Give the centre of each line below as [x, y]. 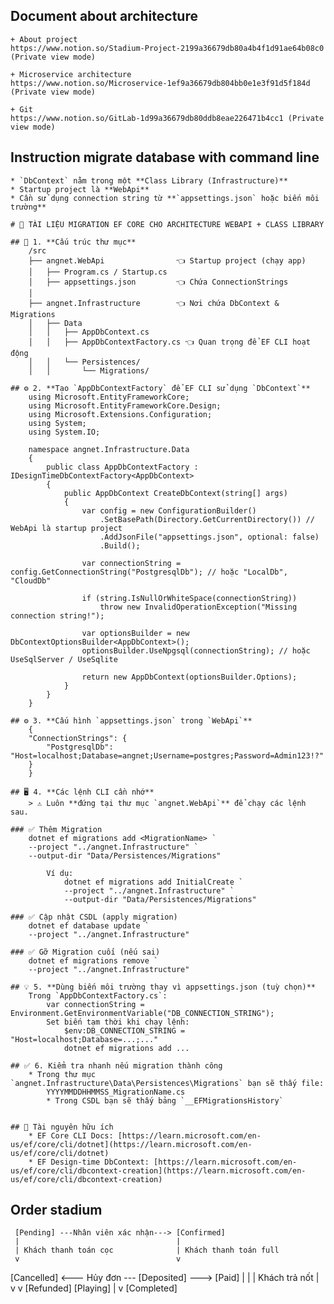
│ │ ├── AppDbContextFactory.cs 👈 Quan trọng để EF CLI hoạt [169, 342]
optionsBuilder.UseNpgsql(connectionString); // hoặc [196, 650]
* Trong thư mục [62, 1074]
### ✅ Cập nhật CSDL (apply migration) [94, 917]
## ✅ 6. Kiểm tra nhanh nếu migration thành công [116, 1065]
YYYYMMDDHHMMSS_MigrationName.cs [116, 1092]
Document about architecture [104, 16]
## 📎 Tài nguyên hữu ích [62, 1127]
